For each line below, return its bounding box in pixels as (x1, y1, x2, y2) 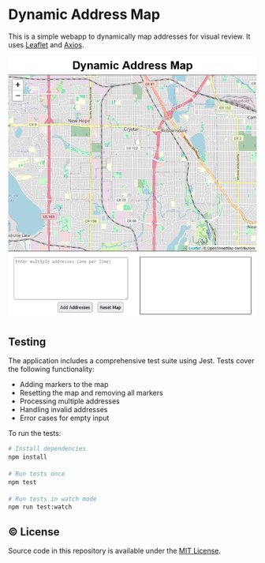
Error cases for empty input (19, 413, 110, 423)
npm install (8, 453, 47, 461)
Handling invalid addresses (19, 405, 108, 415)
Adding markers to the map (19, 380, 109, 389)
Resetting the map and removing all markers (19, 388, 163, 398)
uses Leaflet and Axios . (8, 39, 84, 49)
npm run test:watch (8, 503, 73, 511)
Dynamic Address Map (8, 6, 160, 24)
